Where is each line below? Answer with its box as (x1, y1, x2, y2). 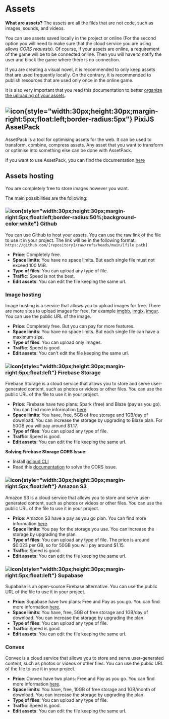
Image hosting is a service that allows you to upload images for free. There (5, 303, 161, 309)
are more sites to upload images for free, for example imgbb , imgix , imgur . (5, 308, 159, 314)
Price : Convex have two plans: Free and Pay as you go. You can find (12, 675, 155, 682)
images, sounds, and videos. (5, 25, 65, 31)
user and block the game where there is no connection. (5, 56, 120, 62)
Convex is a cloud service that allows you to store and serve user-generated (5, 655, 164, 661)
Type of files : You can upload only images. (12, 339, 102, 345)
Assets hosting (5, 172, 54, 181)
